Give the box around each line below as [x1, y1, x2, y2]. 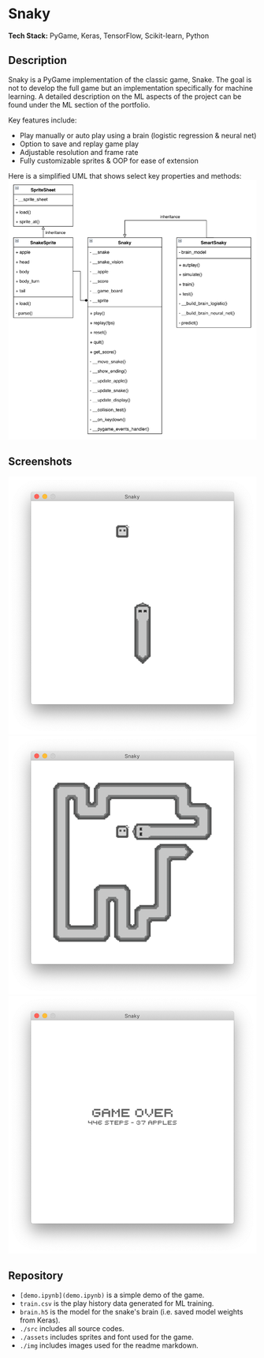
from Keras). [19, 1315, 61, 1325]
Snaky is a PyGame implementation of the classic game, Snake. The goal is [8, 74, 252, 84]
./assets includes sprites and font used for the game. [19, 1332, 195, 1341]
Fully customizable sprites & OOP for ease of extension [19, 156, 199, 165]
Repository [8, 1269, 64, 1283]
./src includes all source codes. [19, 1323, 125, 1333]
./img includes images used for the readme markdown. [19, 1341, 199, 1350]
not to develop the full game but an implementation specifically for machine [8, 83, 254, 92]
